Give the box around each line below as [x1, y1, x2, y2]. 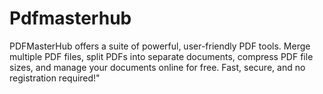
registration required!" [9, 72, 101, 84]
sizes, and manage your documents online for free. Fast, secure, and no [9, 61, 306, 73]
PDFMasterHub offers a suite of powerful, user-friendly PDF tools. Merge [9, 40, 311, 52]
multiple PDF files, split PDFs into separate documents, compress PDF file [9, 50, 314, 62]
